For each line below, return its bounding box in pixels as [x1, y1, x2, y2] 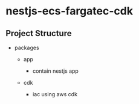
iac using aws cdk [32, 91, 78, 97]
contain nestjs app [32, 67, 79, 75]
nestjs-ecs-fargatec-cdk [5, 4, 134, 18]
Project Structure [5, 28, 72, 38]
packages [14, 44, 40, 51]
